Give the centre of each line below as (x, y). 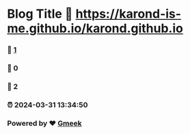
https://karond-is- (128, 14)
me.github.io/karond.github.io (95, 28)
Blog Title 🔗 (40, 14)
